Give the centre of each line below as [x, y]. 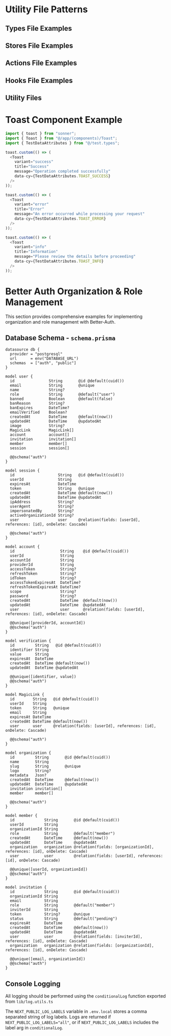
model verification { [28, 641]
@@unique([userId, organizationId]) [49, 870]
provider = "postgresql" [36, 354]
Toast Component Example [64, 120]
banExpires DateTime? [40, 408]
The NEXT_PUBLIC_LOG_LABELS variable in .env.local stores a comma [76, 1011]
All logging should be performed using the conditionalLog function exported [86, 996]
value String [30, 654]
